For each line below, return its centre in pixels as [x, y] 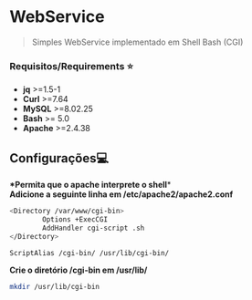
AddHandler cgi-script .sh [94, 228]
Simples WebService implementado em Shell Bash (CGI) [137, 42]
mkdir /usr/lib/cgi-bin [55, 287]
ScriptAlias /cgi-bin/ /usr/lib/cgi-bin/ [89, 253]
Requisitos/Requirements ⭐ [72, 66]
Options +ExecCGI [75, 219]
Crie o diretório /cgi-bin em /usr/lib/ [79, 270]
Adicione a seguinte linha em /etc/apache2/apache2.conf [121, 194]
